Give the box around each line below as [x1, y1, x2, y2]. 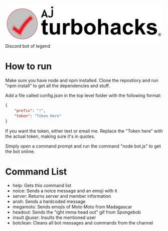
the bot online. [5, 148, 35, 155]
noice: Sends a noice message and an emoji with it [12, 188, 117, 194]
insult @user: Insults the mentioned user [12, 214, 96, 220]
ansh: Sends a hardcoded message [12, 198, 86, 205]
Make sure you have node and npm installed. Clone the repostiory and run [5, 78, 158, 83]
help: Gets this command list [12, 183, 72, 189]
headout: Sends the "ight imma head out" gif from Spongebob [12, 209, 141, 215]
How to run [5, 61, 52, 72]
